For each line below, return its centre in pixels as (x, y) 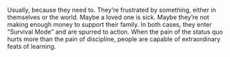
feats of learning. (32, 46)
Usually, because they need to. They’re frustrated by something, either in (112, 10)
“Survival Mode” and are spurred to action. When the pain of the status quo (115, 32)
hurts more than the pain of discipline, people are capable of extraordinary (114, 39)
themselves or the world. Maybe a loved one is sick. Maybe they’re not (108, 17)
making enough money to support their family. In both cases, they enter (109, 24)
